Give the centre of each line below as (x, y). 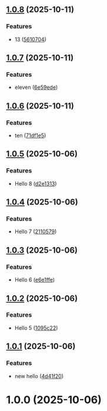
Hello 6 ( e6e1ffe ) (34, 280)
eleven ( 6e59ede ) (36, 87)
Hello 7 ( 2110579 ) (36, 231)
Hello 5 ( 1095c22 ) (36, 328)
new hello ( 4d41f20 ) (39, 376)
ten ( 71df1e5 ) (30, 135)
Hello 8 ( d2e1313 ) (36, 183)
